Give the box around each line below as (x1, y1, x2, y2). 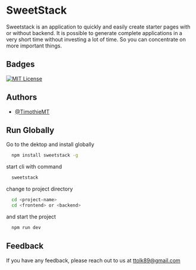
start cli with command (6, 163, 62, 170)
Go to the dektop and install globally (6, 141, 94, 148)
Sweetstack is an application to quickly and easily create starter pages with (6, 23, 191, 30)
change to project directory (6, 185, 73, 193)
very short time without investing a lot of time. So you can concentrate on (6, 36, 186, 43)
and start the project (6, 213, 56, 220)
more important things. (6, 42, 62, 49)
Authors (6, 93, 37, 103)
